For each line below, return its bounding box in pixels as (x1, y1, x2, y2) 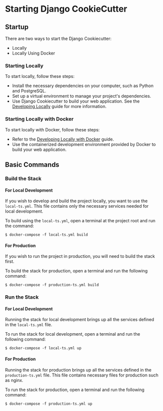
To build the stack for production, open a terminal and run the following (5, 268, 148, 274)
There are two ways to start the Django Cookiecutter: (5, 36, 112, 41)
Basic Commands (5, 161, 59, 169)
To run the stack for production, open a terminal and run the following (5, 387, 145, 393)
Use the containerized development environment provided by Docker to (12, 141, 156, 147)
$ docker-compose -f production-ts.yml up (5, 401, 92, 406)
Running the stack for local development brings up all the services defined (5, 317, 154, 322)
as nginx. (5, 377, 23, 383)
